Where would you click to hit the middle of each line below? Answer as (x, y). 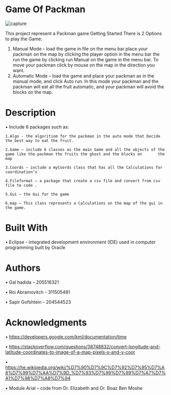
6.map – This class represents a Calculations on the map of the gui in (84, 203)
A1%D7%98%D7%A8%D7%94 (38, 378)
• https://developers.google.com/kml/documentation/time (66, 337)
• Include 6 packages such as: (37, 127)
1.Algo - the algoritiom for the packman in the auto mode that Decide (83, 136)
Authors (23, 268)
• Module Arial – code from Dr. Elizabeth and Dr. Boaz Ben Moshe (74, 388)
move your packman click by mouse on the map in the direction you (84, 65)
